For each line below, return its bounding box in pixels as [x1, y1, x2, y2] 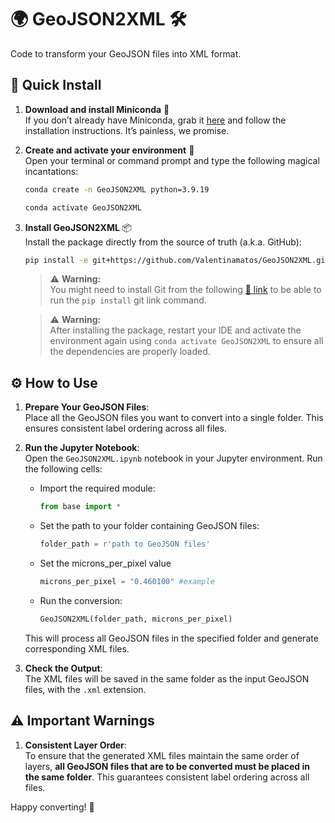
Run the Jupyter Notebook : [24, 442, 140, 454]
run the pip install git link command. [49, 294, 207, 306]
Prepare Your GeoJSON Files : [24, 401, 150, 413]
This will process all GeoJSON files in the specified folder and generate [24, 632, 319, 644]
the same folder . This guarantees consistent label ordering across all [24, 771, 310, 783]
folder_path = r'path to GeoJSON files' [39, 539, 211, 550]
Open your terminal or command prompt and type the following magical [24, 154, 320, 166]
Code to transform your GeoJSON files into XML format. [10, 47, 242, 60]
